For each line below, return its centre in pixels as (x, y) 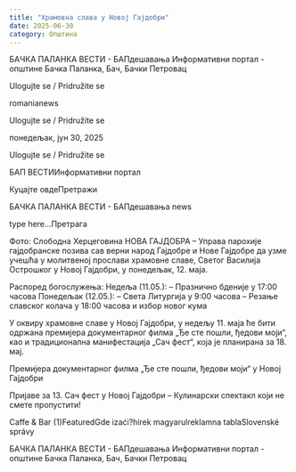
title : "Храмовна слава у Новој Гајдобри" (89, 17)
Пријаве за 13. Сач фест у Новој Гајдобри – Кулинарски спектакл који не (147, 395)
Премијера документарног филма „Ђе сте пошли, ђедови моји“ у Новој (145, 369)
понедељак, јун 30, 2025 (57, 138)
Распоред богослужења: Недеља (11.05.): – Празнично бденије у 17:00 (144, 287)
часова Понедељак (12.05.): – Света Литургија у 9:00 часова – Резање (144, 297)
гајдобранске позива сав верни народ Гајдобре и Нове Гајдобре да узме (148, 251)
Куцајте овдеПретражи (53, 190)
